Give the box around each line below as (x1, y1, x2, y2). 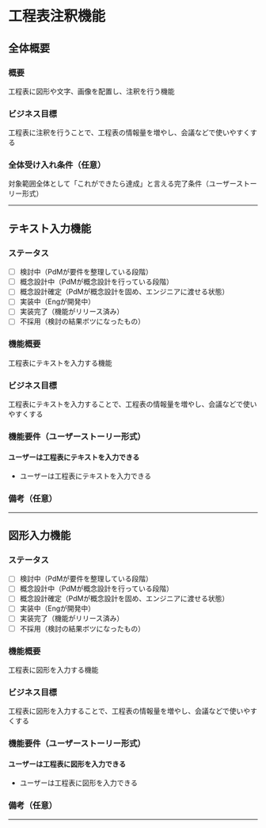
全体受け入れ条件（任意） (8, 159, 106, 171)
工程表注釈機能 (8, 7, 106, 25)
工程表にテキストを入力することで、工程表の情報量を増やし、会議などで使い (8, 400, 257, 409)
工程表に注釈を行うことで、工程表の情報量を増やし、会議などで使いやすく (8, 128, 251, 137)
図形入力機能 (8, 528, 71, 542)
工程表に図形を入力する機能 (8, 665, 99, 674)
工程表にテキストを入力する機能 (8, 358, 112, 367)
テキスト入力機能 (8, 221, 92, 235)
